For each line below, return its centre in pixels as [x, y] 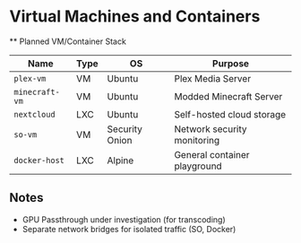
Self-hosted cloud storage [230, 114]
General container [212, 154]
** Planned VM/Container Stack [68, 41]
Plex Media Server [213, 78]
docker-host [39, 160]
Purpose [230, 63]
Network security [211, 129]
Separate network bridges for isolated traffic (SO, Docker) [129, 229]
